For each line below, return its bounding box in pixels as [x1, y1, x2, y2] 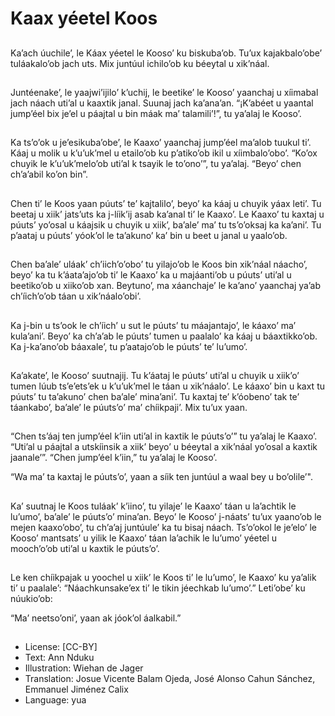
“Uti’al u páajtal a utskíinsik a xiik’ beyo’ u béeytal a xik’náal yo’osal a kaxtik [10, 441, 318, 453]
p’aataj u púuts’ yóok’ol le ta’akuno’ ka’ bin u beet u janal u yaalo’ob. [10, 229, 288, 241]
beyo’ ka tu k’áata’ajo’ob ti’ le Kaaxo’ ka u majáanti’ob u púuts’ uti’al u [10, 269, 292, 281]
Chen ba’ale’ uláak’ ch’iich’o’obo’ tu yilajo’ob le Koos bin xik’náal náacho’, [10, 258, 308, 271]
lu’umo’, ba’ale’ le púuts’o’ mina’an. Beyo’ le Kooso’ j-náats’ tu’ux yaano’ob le [10, 510, 322, 522]
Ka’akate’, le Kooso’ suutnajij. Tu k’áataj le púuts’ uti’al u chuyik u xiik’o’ [10, 369, 300, 381]
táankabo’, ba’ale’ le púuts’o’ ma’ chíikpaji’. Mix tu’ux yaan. [10, 401, 248, 413]
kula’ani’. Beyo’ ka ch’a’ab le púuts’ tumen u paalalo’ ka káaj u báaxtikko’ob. [10, 330, 318, 342]
